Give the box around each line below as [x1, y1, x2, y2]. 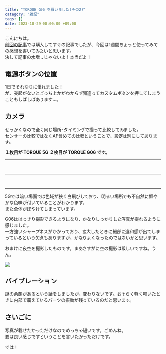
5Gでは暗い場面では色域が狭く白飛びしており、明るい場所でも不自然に [5, 193, 149, 199]
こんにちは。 [5, 35, 31, 41]
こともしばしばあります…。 [5, 96, 61, 102]
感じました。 [5, 222, 31, 228]
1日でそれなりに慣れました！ [5, 84, 63, 90]
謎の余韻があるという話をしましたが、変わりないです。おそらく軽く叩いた [5, 291, 156, 297]
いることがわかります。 [39, 199, 87, 205]
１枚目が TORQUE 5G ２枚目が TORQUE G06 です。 [5, 149, 110, 155]
